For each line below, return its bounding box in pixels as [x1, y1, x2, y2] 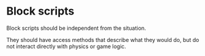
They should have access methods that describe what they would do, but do [6, 36, 199, 43]
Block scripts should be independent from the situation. [6, 24, 146, 32]
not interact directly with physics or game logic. [6, 43, 127, 50]
